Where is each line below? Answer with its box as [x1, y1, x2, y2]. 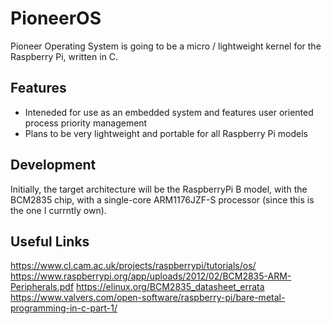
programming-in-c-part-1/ [10, 302, 118, 314]
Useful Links [10, 233, 90, 250]
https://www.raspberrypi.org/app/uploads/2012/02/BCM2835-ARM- [10, 270, 292, 282]
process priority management [24, 117, 148, 129]
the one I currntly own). [10, 204, 107, 216]
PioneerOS [10, 7, 102, 30]
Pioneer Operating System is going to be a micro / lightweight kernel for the [10, 40, 322, 52]
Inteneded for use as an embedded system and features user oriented [24, 106, 314, 118]
